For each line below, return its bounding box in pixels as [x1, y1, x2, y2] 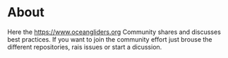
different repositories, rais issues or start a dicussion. [7, 42, 162, 51]
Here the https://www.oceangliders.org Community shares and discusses [7, 28, 221, 36]
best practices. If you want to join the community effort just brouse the [7, 35, 213, 43]
